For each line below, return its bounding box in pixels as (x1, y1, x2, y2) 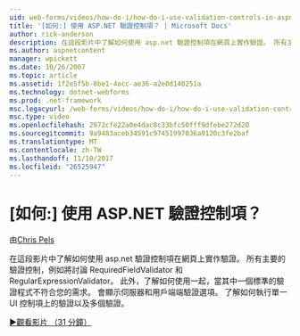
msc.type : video (9, 112, 70, 121)
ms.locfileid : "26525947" (9, 162, 105, 171)
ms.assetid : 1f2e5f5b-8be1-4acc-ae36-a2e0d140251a (9, 79, 202, 88)
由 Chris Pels (9, 234, 55, 245)
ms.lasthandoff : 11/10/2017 (9, 153, 114, 163)
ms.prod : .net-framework (9, 95, 102, 105)
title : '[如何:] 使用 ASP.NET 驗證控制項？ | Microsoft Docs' (9, 21, 232, 30)
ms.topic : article (9, 71, 78, 80)
